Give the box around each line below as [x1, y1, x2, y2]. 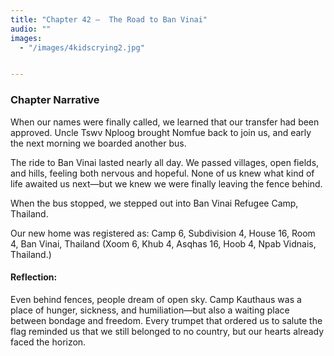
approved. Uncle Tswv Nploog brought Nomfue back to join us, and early [10, 126, 312, 138]
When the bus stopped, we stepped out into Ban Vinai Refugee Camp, [10, 197, 299, 209]
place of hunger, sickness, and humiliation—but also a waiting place [10, 304, 290, 316]
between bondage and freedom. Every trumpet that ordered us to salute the [10, 314, 323, 326]
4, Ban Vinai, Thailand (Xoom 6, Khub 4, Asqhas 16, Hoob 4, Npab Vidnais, [10, 237, 317, 250]
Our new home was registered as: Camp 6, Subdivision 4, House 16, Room [10, 227, 316, 239]
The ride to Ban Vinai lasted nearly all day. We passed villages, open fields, [10, 156, 320, 168]
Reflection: [10, 271, 58, 283]
